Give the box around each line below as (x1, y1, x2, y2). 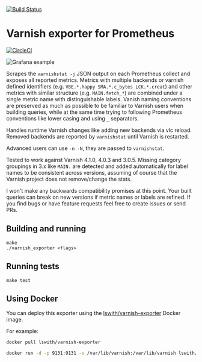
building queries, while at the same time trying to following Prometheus (6, 108, 182, 116)
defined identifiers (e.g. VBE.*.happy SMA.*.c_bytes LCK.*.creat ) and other (6, 83, 192, 90)
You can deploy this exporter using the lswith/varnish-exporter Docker (6, 310, 181, 317)
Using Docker (6, 293, 58, 304)
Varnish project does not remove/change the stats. (6, 175, 132, 183)
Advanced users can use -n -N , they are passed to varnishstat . (6, 145, 165, 152)
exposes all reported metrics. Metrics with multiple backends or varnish (6, 76, 184, 84)
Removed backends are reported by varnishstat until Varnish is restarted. (6, 133, 189, 140)
